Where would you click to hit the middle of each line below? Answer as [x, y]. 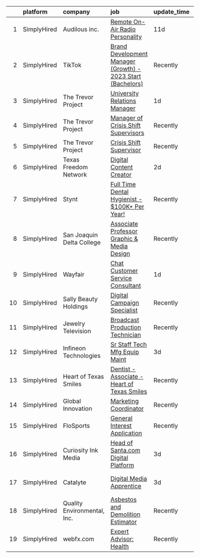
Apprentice [126, 486]
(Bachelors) [127, 84]
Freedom [75, 167]
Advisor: [122, 539]
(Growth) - [126, 69]
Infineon [74, 348]
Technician [126, 335]
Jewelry [74, 323]
